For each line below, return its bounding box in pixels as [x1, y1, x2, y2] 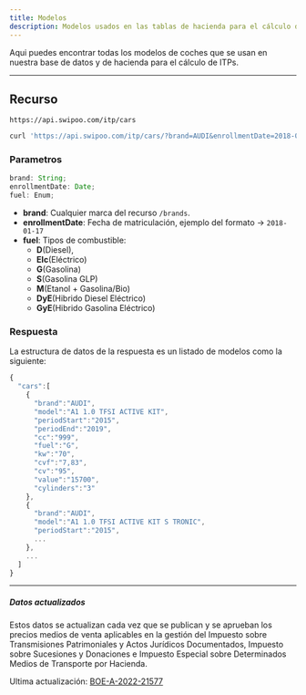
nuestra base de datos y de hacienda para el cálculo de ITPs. [9, 57, 240, 67]
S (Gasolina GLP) [36, 274, 98, 285]
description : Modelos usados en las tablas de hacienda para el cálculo [9, 22, 291, 31]
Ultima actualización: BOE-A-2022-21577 [9, 676, 164, 687]
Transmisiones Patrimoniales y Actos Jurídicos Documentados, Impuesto [9, 639, 284, 650]
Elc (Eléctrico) [36, 254, 87, 265]
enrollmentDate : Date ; [9, 182, 96, 192]
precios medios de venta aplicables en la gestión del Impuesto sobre [9, 629, 267, 640]
